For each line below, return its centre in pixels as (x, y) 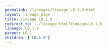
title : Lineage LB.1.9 (29, 19)
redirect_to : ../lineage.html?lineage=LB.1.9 (53, 24)
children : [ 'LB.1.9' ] (28, 38)
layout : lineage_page (28, 14)
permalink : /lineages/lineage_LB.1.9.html (50, 10)
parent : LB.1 (18, 33)
